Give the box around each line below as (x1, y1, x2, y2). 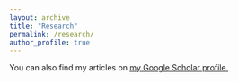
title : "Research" (9, 21, 78, 30)
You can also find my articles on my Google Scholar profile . (9, 62, 229, 73)
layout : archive (9, 12, 70, 22)
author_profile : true (9, 37, 91, 47)
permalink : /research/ (9, 29, 94, 38)
